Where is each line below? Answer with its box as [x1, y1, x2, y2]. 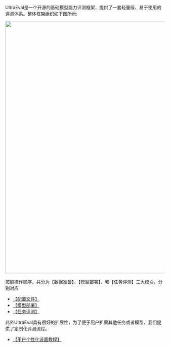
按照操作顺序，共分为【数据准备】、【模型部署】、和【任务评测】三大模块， [5, 279, 158, 285]
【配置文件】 [12, 296, 39, 302]
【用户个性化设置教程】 [12, 336, 62, 342]
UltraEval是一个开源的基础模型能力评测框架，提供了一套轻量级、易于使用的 [5, 5, 162, 10]
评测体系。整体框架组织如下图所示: [5, 11, 78, 17]
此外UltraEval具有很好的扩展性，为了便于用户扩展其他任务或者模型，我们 [5, 319, 157, 325]
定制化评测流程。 [14, 326, 50, 331]
